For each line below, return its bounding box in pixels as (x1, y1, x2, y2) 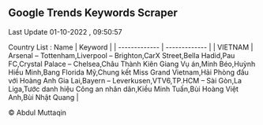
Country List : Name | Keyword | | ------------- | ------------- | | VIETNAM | (8, 42, 254, 52)
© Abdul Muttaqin (8, 108, 67, 117)
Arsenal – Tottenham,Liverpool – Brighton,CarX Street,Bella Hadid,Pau (8, 50, 235, 60)
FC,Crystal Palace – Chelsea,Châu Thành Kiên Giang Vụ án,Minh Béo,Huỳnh (8, 59, 256, 68)
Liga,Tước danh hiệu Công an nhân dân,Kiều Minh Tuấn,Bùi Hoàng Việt (8, 84, 239, 94)
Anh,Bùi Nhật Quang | (8, 92, 79, 101)
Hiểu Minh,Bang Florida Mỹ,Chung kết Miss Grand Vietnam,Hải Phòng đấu (8, 67, 249, 77)
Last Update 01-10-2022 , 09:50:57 (8, 27, 122, 36)
